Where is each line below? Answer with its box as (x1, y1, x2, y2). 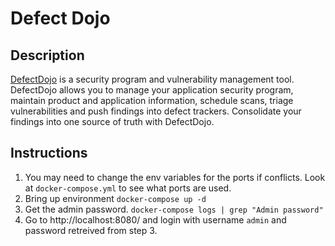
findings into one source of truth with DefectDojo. (10, 116, 215, 127)
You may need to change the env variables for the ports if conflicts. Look (24, 171, 326, 183)
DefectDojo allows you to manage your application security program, (10, 84, 294, 96)
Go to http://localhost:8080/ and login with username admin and (24, 213, 287, 226)
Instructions (10, 145, 88, 162)
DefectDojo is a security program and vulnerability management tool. (10, 73, 295, 85)
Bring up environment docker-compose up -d (24, 192, 207, 204)
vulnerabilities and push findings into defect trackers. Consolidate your (10, 105, 302, 117)
